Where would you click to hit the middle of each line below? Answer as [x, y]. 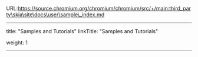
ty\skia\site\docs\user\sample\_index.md [55, 15]
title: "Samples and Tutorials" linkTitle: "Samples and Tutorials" [82, 31]
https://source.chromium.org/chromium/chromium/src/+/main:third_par [104, 8]
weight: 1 [17, 42]
